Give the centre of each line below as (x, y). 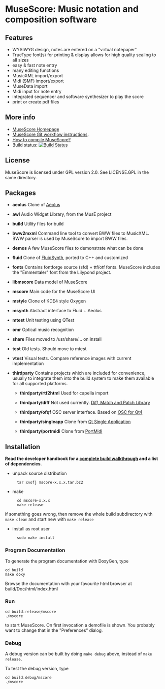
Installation (23, 447)
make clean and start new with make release (49, 519)
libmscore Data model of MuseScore (50, 282)
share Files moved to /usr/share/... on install (57, 339)
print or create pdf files (36, 102)
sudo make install (36, 538)
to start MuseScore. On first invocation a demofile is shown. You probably (80, 625)
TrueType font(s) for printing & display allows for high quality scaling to (84, 55)
